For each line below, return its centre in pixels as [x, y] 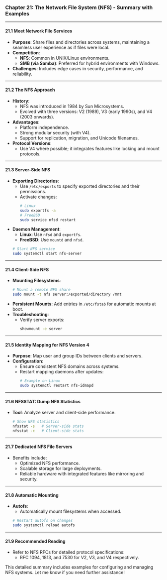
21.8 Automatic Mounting [32, 495]
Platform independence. [44, 127]
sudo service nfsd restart [48, 220]
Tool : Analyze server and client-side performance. [64, 413]
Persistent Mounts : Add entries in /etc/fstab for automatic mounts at [84, 304]
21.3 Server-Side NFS [28, 170]
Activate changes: [38, 197]
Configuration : [28, 361]
